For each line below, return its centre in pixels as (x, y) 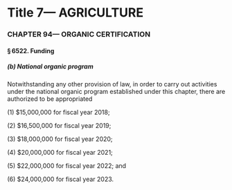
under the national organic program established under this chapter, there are (116, 91)
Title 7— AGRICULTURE (75, 13)
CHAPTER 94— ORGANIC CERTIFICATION (79, 35)
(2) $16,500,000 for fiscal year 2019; (59, 125)
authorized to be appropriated (50, 99)
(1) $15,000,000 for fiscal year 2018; (59, 112)
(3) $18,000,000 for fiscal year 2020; (60, 139)
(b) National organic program (50, 66)
